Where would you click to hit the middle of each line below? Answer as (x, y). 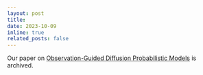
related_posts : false (38, 39)
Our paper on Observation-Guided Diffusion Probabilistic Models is (102, 58)
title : (16, 20)
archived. (20, 65)
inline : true (26, 32)
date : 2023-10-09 (32, 26)
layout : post (26, 13)
